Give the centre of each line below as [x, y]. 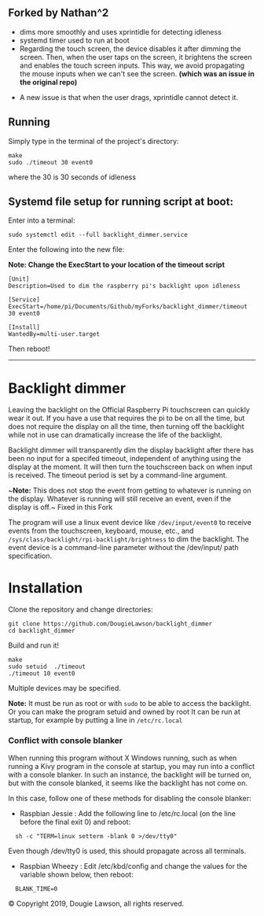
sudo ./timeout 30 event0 [50, 162]
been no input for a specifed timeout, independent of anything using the [125, 459]
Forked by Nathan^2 [59, 13]
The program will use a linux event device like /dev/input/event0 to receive [130, 523]
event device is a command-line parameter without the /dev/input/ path [123, 548]
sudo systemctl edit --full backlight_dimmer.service [98, 235]
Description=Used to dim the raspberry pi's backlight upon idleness [125, 286]
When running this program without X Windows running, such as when [123, 758]
